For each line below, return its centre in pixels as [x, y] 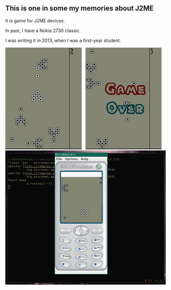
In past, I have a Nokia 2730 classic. [43, 31]
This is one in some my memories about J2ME [79, 8]
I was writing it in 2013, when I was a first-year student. [63, 40]
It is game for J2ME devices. [35, 20]
